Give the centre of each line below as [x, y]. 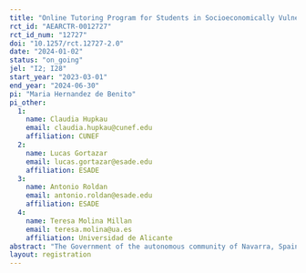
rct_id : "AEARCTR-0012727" [61, 26]
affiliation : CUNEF [63, 136]
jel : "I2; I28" [38, 69]
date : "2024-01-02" [46, 52]
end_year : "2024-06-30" [55, 86]
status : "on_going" [46, 60]
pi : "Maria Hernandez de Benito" [73, 94]
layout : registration [51, 255]
